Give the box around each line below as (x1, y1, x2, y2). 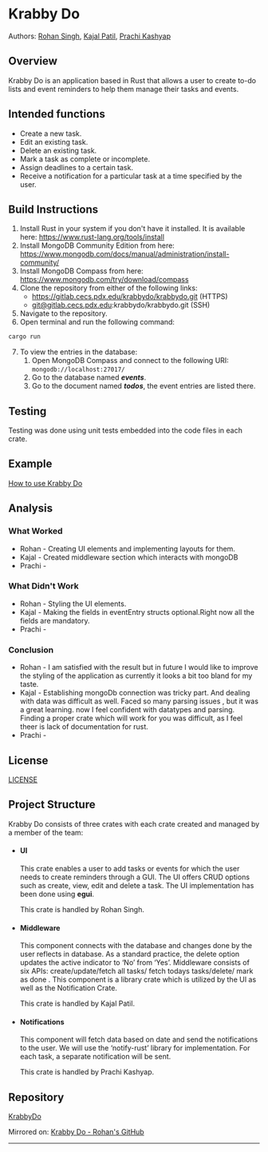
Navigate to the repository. (19, 309, 108, 318)
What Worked (8, 525, 63, 536)
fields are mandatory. (19, 616, 90, 625)
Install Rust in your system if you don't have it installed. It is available (19, 224, 246, 233)
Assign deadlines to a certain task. (19, 162, 134, 172)
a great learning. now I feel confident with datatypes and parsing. (19, 705, 235, 715)
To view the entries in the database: (19, 347, 138, 357)
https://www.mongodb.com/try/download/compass (19, 275, 189, 285)
